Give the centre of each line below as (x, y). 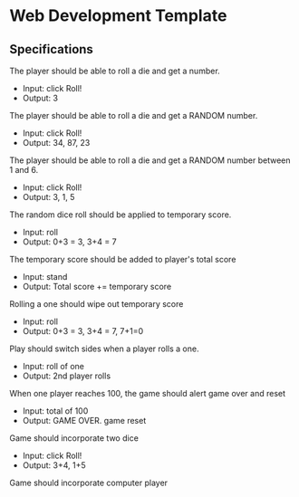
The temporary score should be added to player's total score (123, 259)
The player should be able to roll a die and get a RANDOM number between (150, 160)
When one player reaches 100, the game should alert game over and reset (148, 393)
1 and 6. (24, 170)
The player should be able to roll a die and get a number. (115, 71)
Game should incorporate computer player (89, 483)
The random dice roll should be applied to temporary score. (121, 215)
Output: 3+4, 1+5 (54, 465)
